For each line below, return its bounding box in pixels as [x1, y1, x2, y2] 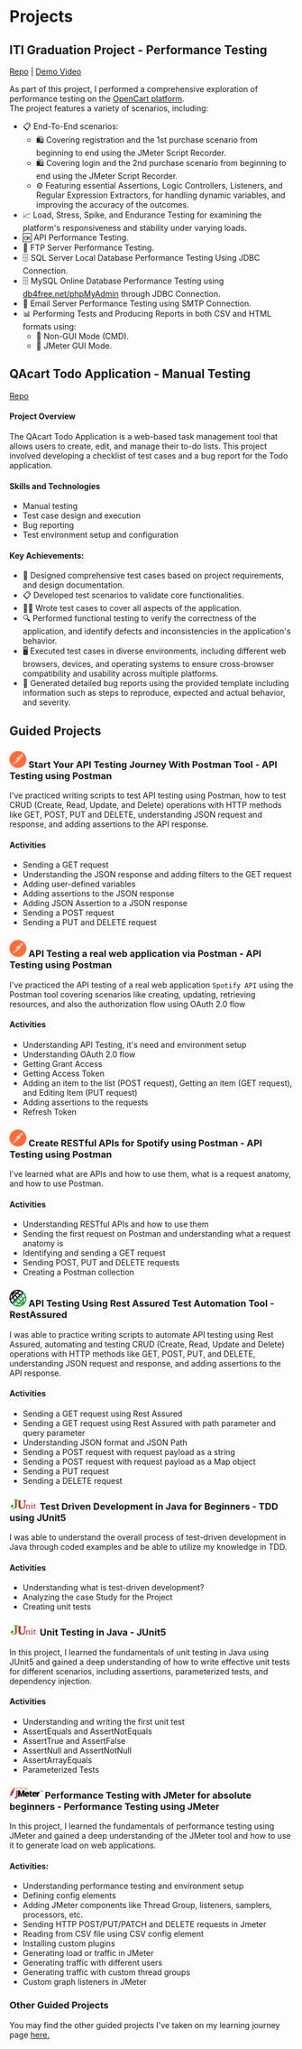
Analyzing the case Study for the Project [22, 1591, 173, 1603]
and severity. [22, 697, 71, 708]
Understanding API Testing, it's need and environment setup [22, 1039, 247, 1050]
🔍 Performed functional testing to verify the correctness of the [22, 613, 257, 624]
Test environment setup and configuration [22, 530, 178, 541]
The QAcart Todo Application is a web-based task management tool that [9, 431, 278, 442]
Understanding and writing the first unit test [22, 1716, 185, 1727]
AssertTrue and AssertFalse [22, 1735, 126, 1746]
